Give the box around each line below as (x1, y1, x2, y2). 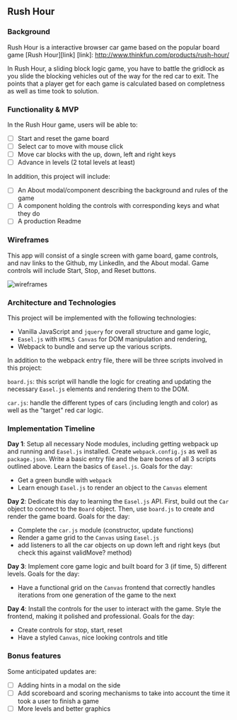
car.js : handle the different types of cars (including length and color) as (7, 399, 218, 407)
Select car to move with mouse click (17, 142, 124, 151)
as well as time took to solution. (7, 86, 99, 95)
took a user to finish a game (17, 697, 99, 705)
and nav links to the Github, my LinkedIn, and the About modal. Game (7, 258, 209, 267)
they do (17, 209, 40, 218)
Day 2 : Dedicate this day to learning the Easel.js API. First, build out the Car (7, 497, 229, 506)
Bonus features (7, 651, 62, 661)
